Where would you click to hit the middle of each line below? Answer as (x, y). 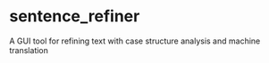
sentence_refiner (75, 16)
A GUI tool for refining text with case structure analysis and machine (135, 41)
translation (29, 50)
